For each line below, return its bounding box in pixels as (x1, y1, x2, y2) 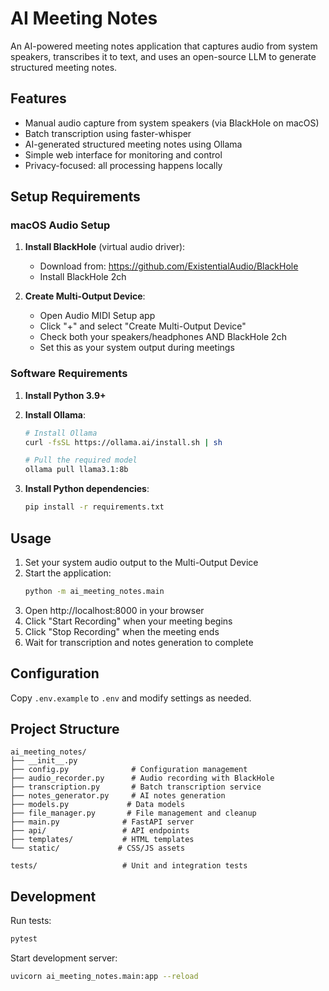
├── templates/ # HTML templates (10, 835, 195, 845)
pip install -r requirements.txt (24, 502, 165, 512)
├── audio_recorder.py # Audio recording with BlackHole (10, 773, 275, 784)
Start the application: (24, 567, 112, 579)
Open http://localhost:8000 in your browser (24, 604, 205, 616)
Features (10, 90, 67, 107)
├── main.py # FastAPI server (10, 817, 195, 827)
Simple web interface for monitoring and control (24, 148, 223, 161)
